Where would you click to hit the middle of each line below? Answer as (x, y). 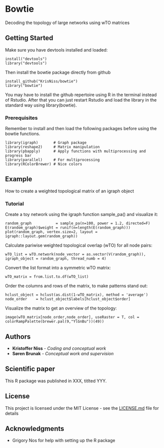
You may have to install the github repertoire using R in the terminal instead (81, 95)
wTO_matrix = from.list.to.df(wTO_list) (47, 277)
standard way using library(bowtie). (41, 105)
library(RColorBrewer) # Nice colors (44, 164)
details (12, 413)
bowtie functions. (23, 134)
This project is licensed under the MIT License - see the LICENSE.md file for (82, 408)
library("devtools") (26, 63)
